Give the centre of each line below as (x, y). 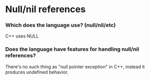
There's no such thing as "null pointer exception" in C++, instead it (75, 66)
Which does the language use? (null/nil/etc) (61, 25)
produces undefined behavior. (37, 72)
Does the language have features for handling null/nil (72, 49)
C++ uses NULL (22, 36)
